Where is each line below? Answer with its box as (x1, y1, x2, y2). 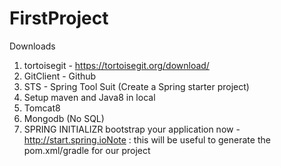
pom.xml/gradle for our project (23, 144, 151, 156)
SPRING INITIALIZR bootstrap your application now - (23, 123, 241, 135)
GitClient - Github (23, 70, 97, 82)
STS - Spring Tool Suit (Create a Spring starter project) (23, 80, 250, 92)
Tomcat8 (23, 102, 61, 114)
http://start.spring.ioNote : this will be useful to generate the (23, 133, 271, 146)
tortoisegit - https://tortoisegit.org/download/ (23, 59, 210, 71)
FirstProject (9, 7, 109, 30)
